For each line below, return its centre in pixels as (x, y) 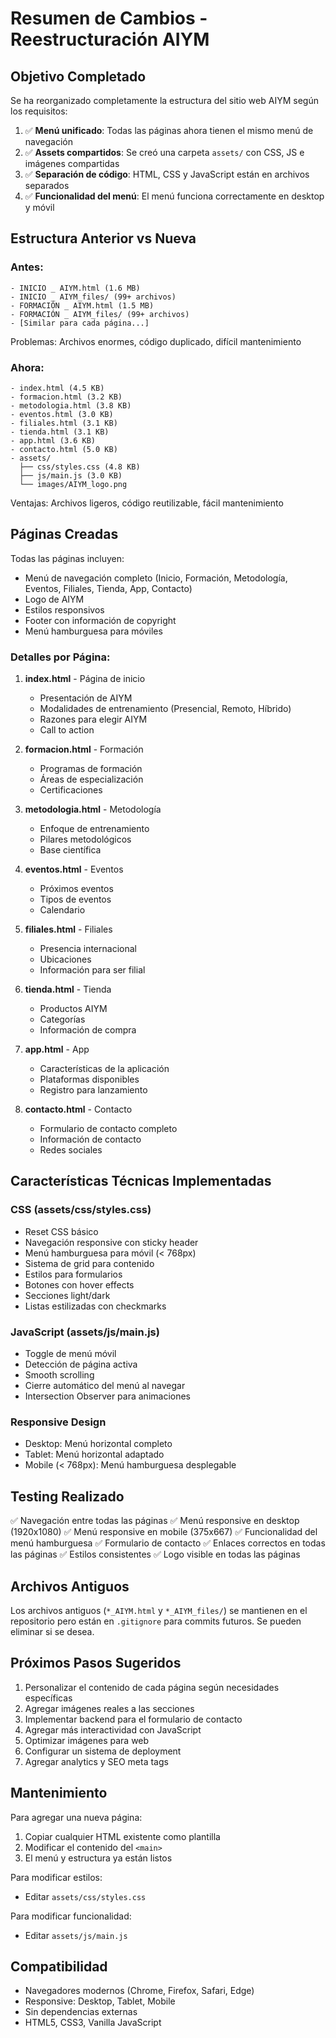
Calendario (62, 910)
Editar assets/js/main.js (76, 1935)
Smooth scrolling (59, 1375)
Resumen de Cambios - (109, 18)
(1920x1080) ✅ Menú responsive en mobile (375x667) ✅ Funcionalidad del (164, 1532)
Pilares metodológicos (85, 839)
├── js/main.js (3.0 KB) (71, 475)
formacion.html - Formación (84, 749)
